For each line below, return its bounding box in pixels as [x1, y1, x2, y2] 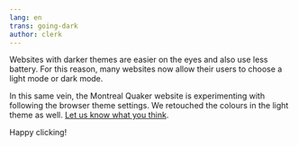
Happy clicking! [9, 127, 68, 138]
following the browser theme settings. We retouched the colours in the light [9, 100, 289, 111]
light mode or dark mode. [9, 73, 104, 84]
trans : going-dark [9, 21, 78, 30]
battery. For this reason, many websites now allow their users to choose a [9, 64, 283, 74]
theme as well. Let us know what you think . [9, 109, 169, 121]
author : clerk [9, 30, 63, 39]
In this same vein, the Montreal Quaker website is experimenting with [9, 90, 266, 101]
